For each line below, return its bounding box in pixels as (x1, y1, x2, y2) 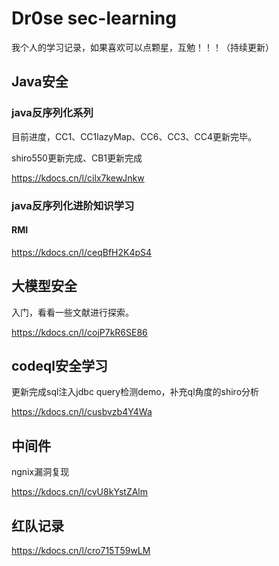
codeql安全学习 (11, 357, 108, 374)
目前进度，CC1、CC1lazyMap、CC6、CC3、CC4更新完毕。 (11, 130, 258, 142)
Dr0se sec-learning (11, 7, 177, 30)
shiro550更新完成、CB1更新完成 (11, 152, 143, 164)
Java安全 (11, 73, 69, 91)
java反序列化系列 (11, 106, 94, 120)
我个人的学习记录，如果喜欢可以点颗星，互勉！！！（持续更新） (11, 41, 274, 53)
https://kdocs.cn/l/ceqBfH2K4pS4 (11, 246, 153, 258)
